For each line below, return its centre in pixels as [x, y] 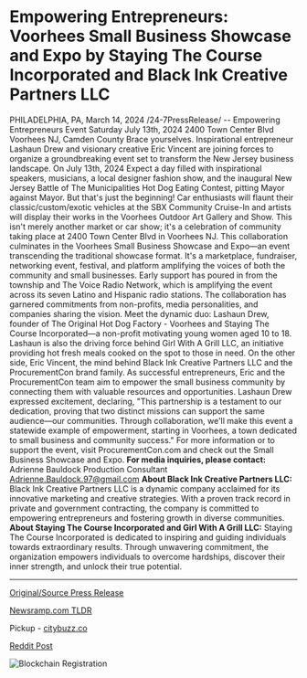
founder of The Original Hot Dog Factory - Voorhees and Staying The [139, 323]
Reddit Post [31, 645]
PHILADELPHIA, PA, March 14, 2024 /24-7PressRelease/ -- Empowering [145, 120]
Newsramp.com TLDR [51, 610]
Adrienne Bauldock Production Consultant [89, 469]
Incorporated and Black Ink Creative [148, 75]
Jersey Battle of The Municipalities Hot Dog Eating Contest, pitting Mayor [147, 187]
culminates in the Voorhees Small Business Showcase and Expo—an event [150, 246]
